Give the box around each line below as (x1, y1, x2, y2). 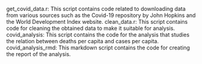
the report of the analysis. (6, 51, 71, 57)
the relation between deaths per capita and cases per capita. (6, 38, 159, 44)
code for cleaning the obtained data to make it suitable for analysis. (6, 24, 175, 32)
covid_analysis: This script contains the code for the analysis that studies (6, 31, 190, 38)
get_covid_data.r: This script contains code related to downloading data (6, 5, 186, 12)
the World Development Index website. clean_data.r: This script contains (6, 18, 188, 25)
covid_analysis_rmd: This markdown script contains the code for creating (6, 44, 190, 51)
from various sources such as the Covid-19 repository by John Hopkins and (6, 12, 196, 19)
